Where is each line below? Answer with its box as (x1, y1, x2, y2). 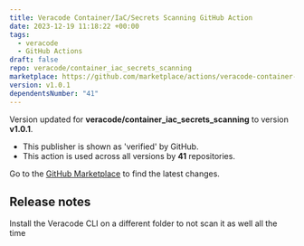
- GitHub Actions (17, 47, 83, 56)
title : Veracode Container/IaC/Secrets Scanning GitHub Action (9, 13, 253, 23)
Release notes (9, 194, 91, 209)
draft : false (9, 55, 59, 64)
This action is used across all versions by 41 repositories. (22, 150, 235, 161)
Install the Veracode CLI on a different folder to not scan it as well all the (9, 218, 278, 229)
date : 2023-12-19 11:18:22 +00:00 (9, 22, 140, 31)
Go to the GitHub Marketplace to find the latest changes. (9, 168, 220, 179)
